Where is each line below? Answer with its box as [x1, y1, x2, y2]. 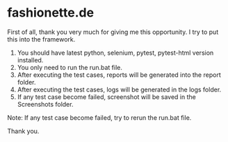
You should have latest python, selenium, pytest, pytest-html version [17, 48, 214, 57]
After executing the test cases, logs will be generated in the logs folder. [17, 85, 222, 94]
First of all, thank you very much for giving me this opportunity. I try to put [7, 28, 219, 36]
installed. [17, 55, 44, 64]
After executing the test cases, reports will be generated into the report [17, 71, 221, 79]
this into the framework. [7, 35, 76, 43]
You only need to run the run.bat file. [17, 63, 123, 71]
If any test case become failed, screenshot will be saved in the [17, 92, 196, 101]
